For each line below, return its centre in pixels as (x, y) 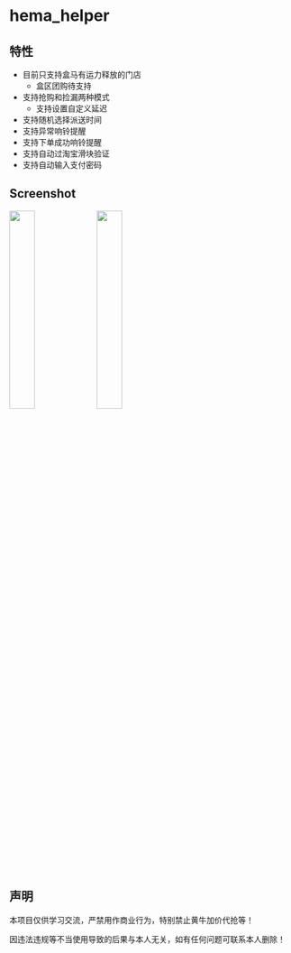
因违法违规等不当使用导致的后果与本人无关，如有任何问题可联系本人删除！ (147, 939)
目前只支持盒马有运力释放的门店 (82, 74)
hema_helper (59, 16)
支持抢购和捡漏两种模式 (66, 97)
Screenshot (43, 194)
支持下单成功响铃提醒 (62, 142)
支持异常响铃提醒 (54, 131)
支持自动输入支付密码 (62, 165)
